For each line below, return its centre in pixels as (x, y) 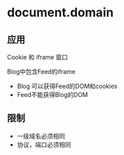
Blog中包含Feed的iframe (42, 72)
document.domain (60, 13)
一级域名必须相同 (41, 136)
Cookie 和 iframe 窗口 (37, 57)
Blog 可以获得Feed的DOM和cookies (67, 86)
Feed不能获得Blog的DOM (52, 95)
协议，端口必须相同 (44, 144)
